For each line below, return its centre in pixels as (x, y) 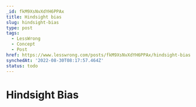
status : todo (22, 66)
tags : (13, 33)
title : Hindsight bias (34, 17)
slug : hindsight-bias (33, 22)
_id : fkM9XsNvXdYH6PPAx (35, 11)
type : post (19, 28)
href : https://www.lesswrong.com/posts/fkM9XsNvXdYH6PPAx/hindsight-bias (99, 55)
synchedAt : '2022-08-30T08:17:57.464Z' (55, 60)
